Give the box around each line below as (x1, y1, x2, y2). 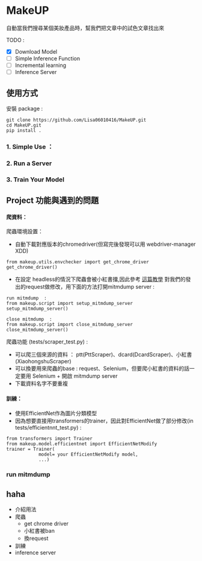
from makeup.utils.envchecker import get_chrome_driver (6, 259, 149, 265)
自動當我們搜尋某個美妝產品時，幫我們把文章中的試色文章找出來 (6, 24, 164, 31)
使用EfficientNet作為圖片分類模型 (14, 409, 97, 416)
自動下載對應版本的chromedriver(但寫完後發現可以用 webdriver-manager (14, 240, 196, 248)
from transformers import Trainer (6, 435, 93, 442)
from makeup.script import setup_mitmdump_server (6, 301, 133, 307)
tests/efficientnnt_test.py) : (14, 424, 82, 431)
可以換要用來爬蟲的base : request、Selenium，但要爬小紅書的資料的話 (14, 365, 189, 372)
